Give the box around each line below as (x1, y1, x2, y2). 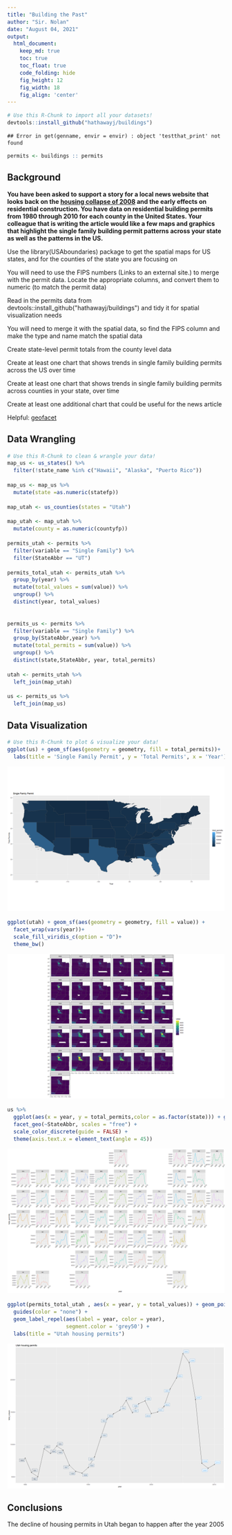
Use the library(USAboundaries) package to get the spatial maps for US (7, 247, 211, 256)
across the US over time (7, 366, 76, 374)
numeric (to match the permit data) (7, 283, 107, 291)
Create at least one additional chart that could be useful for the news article (7, 399, 222, 408)
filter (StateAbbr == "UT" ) (13, 554, 91, 561)
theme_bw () (13, 941, 45, 948)
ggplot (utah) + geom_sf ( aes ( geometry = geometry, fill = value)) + (7, 919, 206, 926)
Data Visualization (7, 719, 88, 731)
